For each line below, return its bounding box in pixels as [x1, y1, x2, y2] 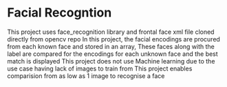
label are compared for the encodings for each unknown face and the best [7, 50, 218, 58]
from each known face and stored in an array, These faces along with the [7, 42, 215, 50]
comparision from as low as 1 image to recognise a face [7, 71, 165, 80]
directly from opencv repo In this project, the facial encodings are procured [7, 35, 220, 43]
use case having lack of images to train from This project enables [7, 64, 193, 72]
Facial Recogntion [7, 5, 112, 21]
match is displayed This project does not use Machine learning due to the [7, 57, 215, 65]
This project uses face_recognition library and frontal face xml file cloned [7, 28, 215, 36]
